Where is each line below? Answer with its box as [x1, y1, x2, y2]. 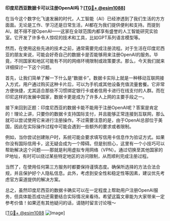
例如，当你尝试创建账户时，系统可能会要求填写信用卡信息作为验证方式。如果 [5, 134, 165, 140]
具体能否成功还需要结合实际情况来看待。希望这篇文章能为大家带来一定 [18, 194, 165, 199]
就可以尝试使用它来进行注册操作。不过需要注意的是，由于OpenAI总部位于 [5, 117, 158, 123]
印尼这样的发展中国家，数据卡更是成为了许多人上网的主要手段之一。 [5, 94, 147, 100]
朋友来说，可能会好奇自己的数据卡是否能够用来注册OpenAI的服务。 [14, 51, 154, 58]
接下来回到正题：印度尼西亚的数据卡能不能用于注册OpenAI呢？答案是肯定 [5, 104, 158, 111]
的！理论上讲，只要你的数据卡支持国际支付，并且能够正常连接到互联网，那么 [5, 111, 165, 117]
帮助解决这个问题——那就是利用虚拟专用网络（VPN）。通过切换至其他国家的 [5, 147, 163, 153]
